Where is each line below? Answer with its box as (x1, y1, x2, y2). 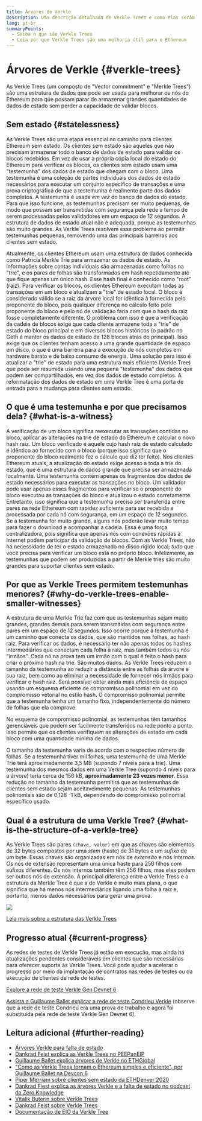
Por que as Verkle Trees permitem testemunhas (6, 579, 188, 589)
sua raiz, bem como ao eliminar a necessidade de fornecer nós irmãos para (6, 672, 194, 679)
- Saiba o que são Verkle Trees (11, 31, 93, 37)
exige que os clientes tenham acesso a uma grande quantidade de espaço (6, 339, 191, 347)
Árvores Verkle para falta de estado (14, 1044, 103, 1051)
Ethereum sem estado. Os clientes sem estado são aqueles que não (6, 142, 174, 149)
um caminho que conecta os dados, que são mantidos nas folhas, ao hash (6, 634, 191, 641)
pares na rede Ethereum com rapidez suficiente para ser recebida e (6, 504, 174, 512)
